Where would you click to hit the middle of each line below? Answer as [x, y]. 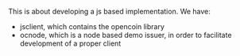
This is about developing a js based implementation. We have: [109, 11]
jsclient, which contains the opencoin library [92, 26]
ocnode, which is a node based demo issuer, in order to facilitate [126, 35]
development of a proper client [70, 43]
